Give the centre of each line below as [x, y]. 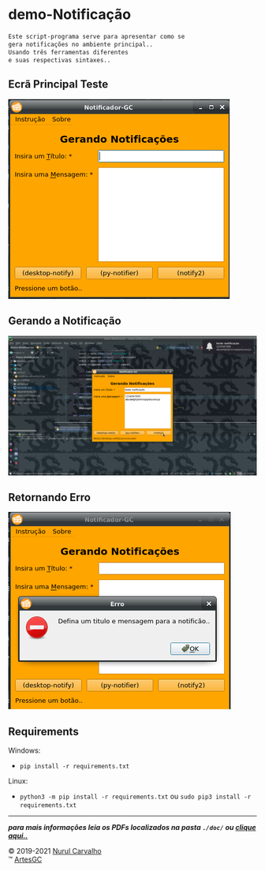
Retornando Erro [49, 497]
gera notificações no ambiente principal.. [81, 44]
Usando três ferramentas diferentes [68, 52]
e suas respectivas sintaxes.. [60, 60]
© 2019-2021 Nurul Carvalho [55, 851]
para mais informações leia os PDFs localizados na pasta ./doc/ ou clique [132, 828]
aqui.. [18, 836]
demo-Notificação [70, 15]
